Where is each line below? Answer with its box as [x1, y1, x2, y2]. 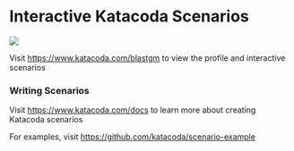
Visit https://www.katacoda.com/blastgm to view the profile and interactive [9, 52, 286, 63]
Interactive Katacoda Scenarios [9, 6, 249, 27]
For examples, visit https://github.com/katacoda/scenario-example [9, 131, 255, 142]
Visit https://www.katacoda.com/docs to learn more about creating [9, 105, 256, 115]
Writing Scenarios [9, 84, 90, 96]
